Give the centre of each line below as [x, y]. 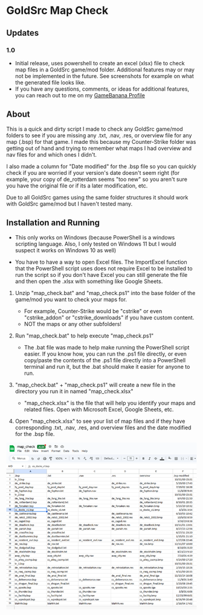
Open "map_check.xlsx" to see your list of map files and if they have [100, 421]
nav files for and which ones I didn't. [52, 154]
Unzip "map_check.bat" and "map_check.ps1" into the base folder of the [105, 293]
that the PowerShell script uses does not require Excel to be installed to [104, 268]
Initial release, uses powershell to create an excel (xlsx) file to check [100, 63]
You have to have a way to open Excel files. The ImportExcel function [101, 262]
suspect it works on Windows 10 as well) [66, 250]
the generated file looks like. [50, 82]
